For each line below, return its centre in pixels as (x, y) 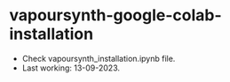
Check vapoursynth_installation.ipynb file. (99, 58)
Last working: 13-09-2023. (71, 68)
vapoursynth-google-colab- (115, 15)
